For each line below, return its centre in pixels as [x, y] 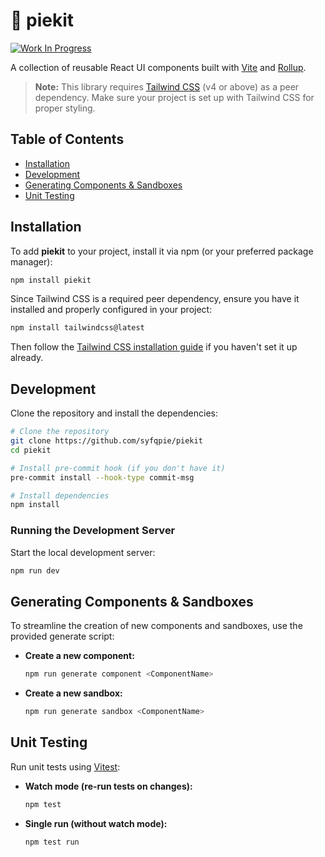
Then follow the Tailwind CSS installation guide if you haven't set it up [154, 347]
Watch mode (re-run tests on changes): [108, 786]
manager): [31, 261]
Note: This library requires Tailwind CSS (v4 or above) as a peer [167, 86]
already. [27, 358]
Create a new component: [79, 656]
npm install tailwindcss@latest [77, 328]
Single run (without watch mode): [96, 823]
